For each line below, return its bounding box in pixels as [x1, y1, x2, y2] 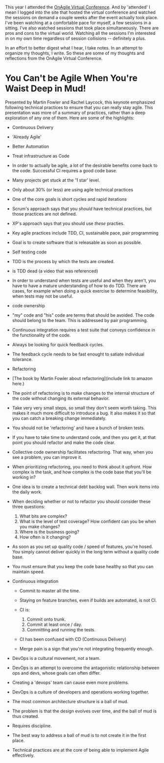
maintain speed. [12, 569, 45, 574]
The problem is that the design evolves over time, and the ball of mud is [12, 708, 157, 714]
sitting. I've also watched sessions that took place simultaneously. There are [5, 25, 159, 31]
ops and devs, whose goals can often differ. [12, 670, 101, 676]
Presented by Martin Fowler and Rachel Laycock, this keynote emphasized [5, 99, 155, 105]
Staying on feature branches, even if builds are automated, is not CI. [19, 597, 157, 603]
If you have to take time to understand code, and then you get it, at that [12, 434, 156, 440]
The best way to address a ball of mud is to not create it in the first [12, 732, 146, 738]
